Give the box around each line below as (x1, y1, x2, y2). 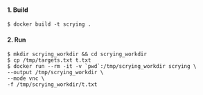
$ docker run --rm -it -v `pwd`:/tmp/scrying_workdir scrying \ (7, 63, 197, 70)
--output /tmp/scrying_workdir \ (7, 69, 104, 76)
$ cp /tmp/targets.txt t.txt (7, 57, 91, 64)
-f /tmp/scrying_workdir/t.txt (7, 81, 98, 88)
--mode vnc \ (7, 75, 45, 83)
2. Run (7, 35, 26, 44)
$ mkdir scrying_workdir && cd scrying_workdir (7, 51, 148, 58)
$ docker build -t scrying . (7, 21, 91, 28)
